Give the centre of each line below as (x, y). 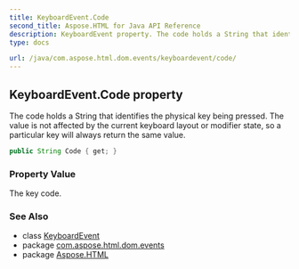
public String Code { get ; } (63, 151)
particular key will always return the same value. (97, 134)
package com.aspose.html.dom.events (93, 245)
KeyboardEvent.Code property (97, 94)
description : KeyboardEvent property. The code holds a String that (139, 34)
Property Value (43, 174)
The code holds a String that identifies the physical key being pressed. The (147, 116)
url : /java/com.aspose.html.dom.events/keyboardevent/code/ (123, 59)
